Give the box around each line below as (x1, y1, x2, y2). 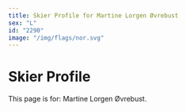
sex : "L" (8, 19, 37, 27)
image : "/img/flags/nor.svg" (8, 33, 104, 42)
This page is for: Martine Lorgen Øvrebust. (8, 94, 147, 104)
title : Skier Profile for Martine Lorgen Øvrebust (8, 11, 179, 20)
